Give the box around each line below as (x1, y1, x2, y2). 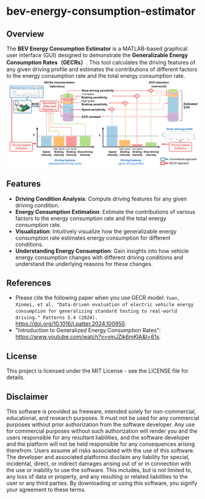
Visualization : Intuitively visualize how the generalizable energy (15, 227, 177, 235)
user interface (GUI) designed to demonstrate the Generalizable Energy (6, 51, 188, 59)
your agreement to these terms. (6, 486, 86, 493)
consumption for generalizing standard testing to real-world (15, 308, 177, 314)
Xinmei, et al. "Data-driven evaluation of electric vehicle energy (15, 302, 194, 308)
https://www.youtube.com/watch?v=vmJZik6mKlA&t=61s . (15, 333, 161, 341)
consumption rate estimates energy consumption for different (15, 234, 171, 242)
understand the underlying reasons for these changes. (15, 260, 153, 267)
